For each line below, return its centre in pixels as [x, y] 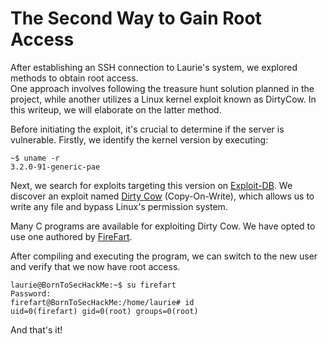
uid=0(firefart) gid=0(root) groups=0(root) [104, 311]
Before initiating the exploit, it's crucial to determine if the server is [147, 129]
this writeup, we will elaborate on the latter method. [116, 109]
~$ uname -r [35, 158]
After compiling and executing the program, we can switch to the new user [164, 256]
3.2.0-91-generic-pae [55, 167]
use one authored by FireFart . [71, 236]
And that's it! [36, 329]
